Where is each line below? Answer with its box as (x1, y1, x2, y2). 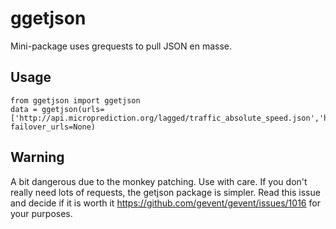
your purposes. (10, 207, 73, 219)
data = (10, 104, 38, 114)
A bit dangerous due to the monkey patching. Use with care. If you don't (10, 175, 308, 187)
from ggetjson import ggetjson (10, 95, 141, 106)
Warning (10, 149, 65, 166)
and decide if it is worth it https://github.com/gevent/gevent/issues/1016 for (10, 197, 321, 209)
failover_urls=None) (10, 122, 97, 132)
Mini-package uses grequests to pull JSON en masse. (10, 40, 233, 52)
